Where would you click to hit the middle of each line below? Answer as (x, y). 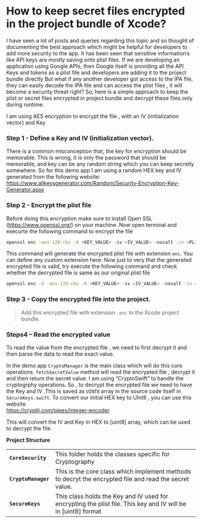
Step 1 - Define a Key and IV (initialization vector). (80, 138)
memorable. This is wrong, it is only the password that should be (86, 158)
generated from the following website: (54, 177)
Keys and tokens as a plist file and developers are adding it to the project (96, 72)
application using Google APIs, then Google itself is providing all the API (95, 66)
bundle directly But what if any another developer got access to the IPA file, (100, 79)
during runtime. (25, 104)
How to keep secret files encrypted (96, 11)
